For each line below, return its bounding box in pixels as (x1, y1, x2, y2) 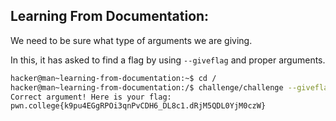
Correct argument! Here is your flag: (10, 92, 172, 102)
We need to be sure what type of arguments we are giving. (10, 34, 253, 46)
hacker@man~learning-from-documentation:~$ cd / (10, 73, 217, 83)
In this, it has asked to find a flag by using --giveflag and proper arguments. (10, 54, 326, 66)
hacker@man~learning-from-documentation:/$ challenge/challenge (10, 82, 284, 93)
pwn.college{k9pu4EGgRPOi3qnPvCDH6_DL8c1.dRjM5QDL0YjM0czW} (10, 101, 267, 111)
